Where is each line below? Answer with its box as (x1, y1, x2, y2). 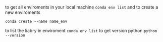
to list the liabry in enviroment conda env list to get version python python (5, 28, 158, 34)
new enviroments (5, 9, 41, 15)
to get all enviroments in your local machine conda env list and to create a (5, 4, 159, 10)
